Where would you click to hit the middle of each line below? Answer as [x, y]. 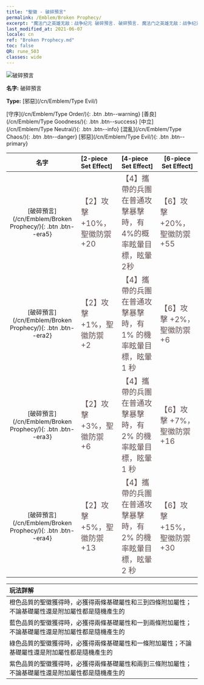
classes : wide [24, 57]
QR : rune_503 [23, 52]
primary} [17, 143]
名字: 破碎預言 [24, 88]
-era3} [42, 437]
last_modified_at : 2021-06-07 [45, 29]
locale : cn [20, 35]
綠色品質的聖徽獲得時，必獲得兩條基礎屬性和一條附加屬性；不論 [101, 643]
